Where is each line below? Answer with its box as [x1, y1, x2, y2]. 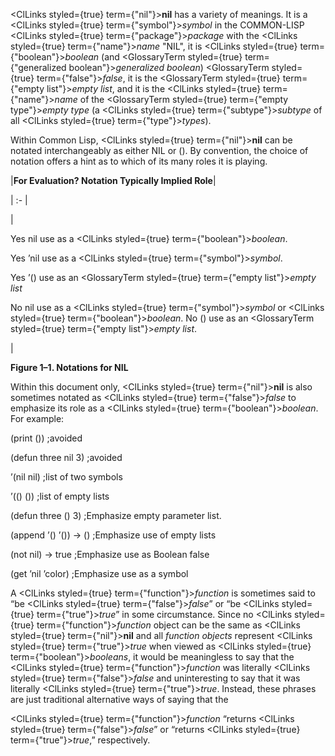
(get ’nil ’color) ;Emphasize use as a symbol [10, 568, 189, 579]
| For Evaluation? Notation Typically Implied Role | [10, 175, 217, 186]
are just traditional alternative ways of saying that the [10, 694, 229, 705]
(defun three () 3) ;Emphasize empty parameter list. [10, 510, 222, 521]
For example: [10, 413, 65, 424]
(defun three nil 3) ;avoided [10, 452, 123, 463]
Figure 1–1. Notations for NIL [10, 362, 129, 373]
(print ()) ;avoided [10, 432, 83, 444]
